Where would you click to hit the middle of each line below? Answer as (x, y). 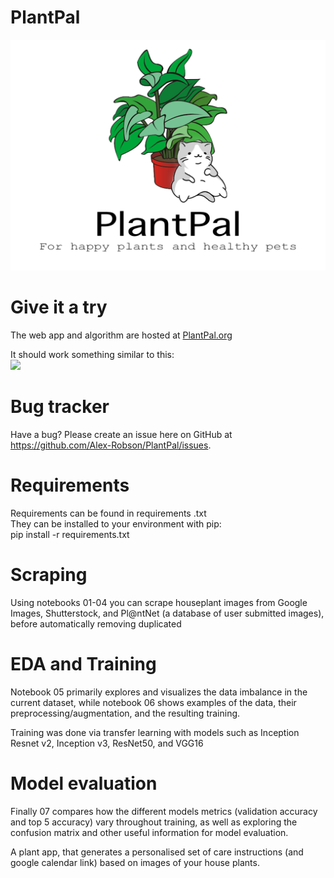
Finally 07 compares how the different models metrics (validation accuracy (164, 811)
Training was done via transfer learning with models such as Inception (155, 732)
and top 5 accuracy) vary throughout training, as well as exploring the (154, 822)
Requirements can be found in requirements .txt (108, 513)
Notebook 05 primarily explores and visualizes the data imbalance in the (159, 692)
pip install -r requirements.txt (70, 534)
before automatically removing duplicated (96, 623)
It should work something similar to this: (92, 355)
